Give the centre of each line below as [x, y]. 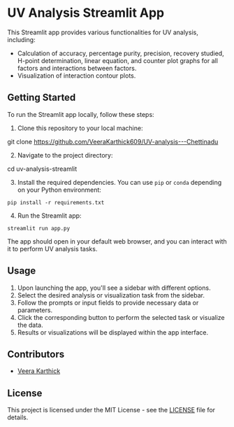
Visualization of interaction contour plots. [76, 76]
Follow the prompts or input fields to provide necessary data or [108, 302]
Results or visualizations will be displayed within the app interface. [112, 332]
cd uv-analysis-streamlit [42, 169]
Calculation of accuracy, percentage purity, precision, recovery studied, [121, 53]
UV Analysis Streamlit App [86, 13]
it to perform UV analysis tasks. [52, 248]
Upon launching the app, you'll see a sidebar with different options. [114, 288]
